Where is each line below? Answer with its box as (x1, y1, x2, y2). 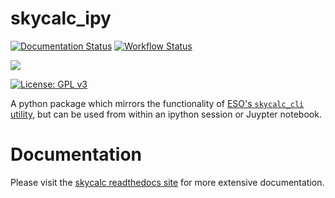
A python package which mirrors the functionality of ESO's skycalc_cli (10, 97, 305, 109)
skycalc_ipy (10, 7, 112, 30)
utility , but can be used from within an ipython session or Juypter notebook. (10, 108, 322, 120)
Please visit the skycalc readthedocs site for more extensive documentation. (10, 176, 325, 188)
